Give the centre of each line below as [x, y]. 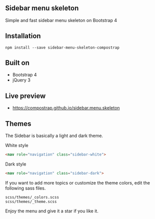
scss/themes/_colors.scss [32, 197]
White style [17, 145]
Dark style [16, 164]
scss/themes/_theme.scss [31, 201]
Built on [17, 63]
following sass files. [25, 188]
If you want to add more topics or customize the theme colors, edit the [78, 182]
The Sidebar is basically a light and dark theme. [54, 136]
